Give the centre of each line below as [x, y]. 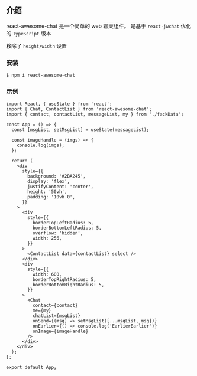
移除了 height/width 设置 [36, 45]
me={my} [42, 311]
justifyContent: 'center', [61, 187]
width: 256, [47, 238]
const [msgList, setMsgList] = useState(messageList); [80, 130]
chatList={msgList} [56, 316]
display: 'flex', [49, 182]
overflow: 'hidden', [58, 233]
